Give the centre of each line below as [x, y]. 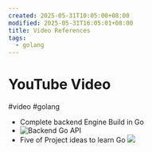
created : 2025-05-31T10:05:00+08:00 [69, 16]
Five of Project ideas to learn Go [72, 140]
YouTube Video [60, 85]
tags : [17, 38]
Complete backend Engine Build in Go [82, 122]
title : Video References [49, 30]
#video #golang [34, 107]
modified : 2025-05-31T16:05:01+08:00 [71, 23]
